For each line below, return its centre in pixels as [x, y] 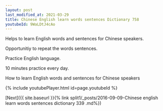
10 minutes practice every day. [37, 68]
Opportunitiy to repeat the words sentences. [51, 48]
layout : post [19, 10]
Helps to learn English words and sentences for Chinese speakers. [75, 39]
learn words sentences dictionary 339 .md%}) [53, 103]
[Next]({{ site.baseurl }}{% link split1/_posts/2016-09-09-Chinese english [82, 98]
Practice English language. [33, 59]
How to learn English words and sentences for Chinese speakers [73, 78]
